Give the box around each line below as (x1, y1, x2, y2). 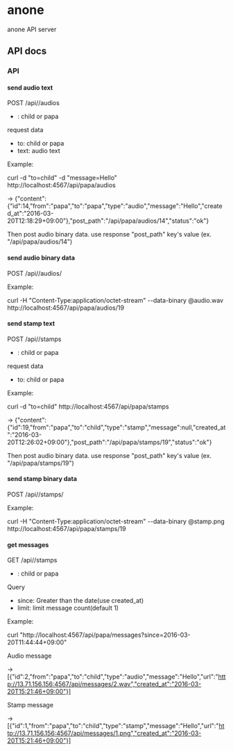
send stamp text (7, 319, 55, 328)
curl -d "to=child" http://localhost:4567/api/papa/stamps (7, 402, 169, 411)
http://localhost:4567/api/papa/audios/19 (7, 303, 125, 312)
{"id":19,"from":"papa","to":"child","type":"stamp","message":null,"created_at (7, 423, 226, 432)
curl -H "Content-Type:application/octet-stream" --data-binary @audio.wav (7, 296, 224, 304)
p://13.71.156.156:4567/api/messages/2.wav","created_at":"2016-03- (7, 680, 202, 688)
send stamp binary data (7, 475, 78, 483)
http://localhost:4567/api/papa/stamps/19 (7, 525, 126, 533)
